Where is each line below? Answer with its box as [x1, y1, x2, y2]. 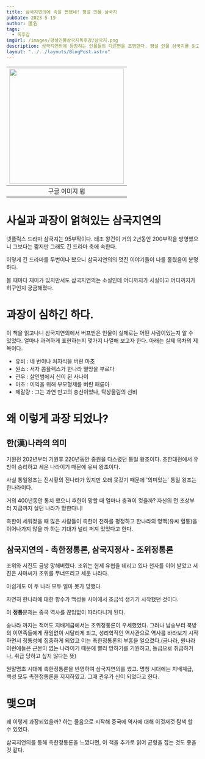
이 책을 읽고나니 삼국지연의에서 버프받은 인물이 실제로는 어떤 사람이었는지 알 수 [6, 329, 194, 337]
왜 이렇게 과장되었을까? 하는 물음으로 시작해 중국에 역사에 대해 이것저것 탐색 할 [6, 718, 193, 725]
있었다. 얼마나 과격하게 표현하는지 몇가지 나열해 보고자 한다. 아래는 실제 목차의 [6, 337, 192, 344]
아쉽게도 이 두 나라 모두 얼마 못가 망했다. [6, 583, 103, 590]
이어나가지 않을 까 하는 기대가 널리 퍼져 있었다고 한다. [6, 525, 133, 533]
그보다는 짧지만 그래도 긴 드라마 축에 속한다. [12, 242, 117, 250]
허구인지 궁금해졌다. [6, 284, 54, 291]
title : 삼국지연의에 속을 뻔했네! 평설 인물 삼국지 [6, 9, 117, 15]
